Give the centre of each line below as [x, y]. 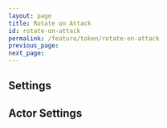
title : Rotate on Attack [50, 23]
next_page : [26, 53]
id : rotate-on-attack [45, 31]
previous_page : [34, 46]
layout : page [30, 16]
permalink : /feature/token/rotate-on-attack [84, 38]
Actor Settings [45, 113]
